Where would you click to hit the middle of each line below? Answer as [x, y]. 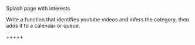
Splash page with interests [38, 8]
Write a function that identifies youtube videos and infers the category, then [98, 19]
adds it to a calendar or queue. [43, 26]
